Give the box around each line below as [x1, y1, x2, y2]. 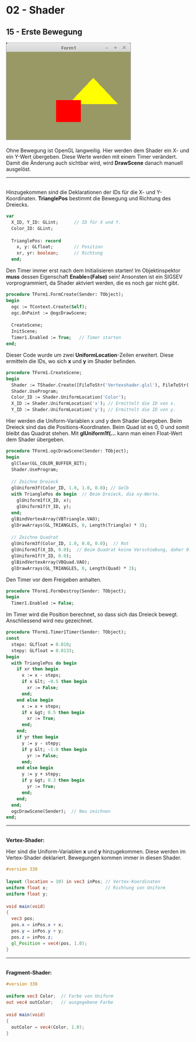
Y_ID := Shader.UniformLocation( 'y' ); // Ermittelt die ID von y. [11, 407, 176, 413]
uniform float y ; [6, 891, 48, 897]
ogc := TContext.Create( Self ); [11, 304, 87, 310]
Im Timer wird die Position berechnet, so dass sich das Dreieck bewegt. [6, 611, 178, 618]
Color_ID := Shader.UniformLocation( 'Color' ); [11, 395, 127, 400]
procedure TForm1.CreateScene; [6, 369, 82, 375]
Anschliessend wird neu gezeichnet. [6, 617, 93, 624]
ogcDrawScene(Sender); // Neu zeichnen [11, 808, 111, 814]
